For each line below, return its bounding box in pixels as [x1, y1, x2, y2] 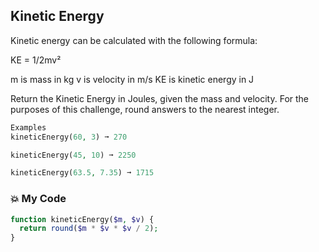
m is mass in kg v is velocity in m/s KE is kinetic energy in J [10, 73, 255, 85]
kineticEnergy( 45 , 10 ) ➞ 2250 [10, 150, 137, 160]
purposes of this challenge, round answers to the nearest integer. [10, 103, 280, 115]
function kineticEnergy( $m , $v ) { [10, 214, 155, 224]
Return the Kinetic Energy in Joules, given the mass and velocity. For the [10, 92, 310, 104]
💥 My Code [10, 192, 67, 206]
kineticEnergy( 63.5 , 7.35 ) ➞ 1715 [10, 168, 155, 178]
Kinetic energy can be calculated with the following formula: [10, 34, 258, 46]
